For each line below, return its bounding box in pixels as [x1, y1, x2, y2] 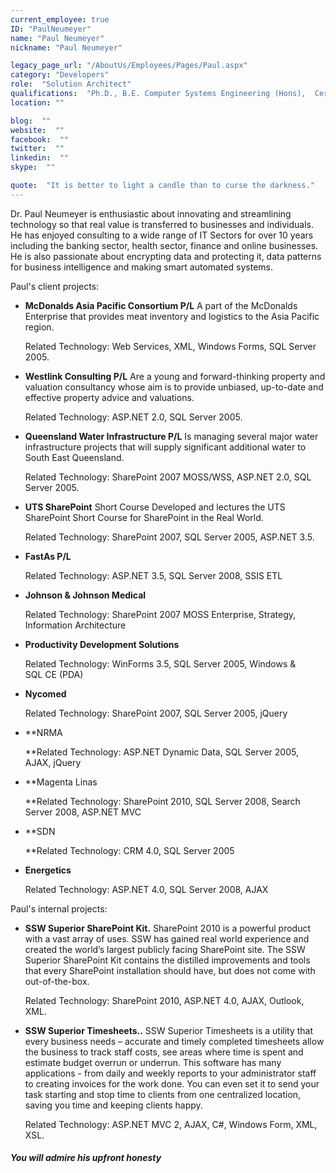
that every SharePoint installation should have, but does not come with [24, 964, 316, 976]
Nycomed [24, 687, 67, 700]
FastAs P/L [24, 550, 72, 562]
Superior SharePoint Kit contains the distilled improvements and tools [24, 954, 311, 966]
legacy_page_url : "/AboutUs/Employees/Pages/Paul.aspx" [10, 61, 248, 71]
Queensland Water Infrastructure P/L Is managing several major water [24, 430, 319, 442]
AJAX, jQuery [24, 756, 82, 768]
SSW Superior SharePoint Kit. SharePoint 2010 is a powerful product [24, 922, 311, 934]
